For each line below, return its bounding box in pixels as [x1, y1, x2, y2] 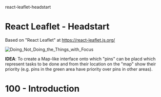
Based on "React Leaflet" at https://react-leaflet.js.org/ [5, 37, 116, 43]
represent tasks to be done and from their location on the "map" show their [5, 61, 156, 67]
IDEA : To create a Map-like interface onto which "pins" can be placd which [5, 56, 156, 62]
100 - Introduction [5, 83, 80, 94]
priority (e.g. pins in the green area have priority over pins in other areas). [5, 66, 153, 72]
